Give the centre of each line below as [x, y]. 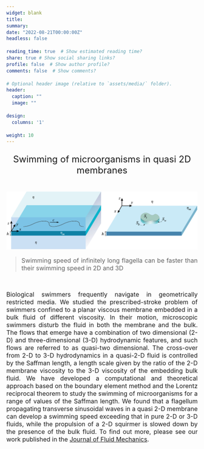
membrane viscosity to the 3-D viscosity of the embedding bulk [102, 371]
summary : [17, 26]
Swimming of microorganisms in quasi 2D [102, 159]
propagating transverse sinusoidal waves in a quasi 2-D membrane [102, 409]
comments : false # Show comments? [51, 71]
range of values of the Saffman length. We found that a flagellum [102, 401]
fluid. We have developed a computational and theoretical [102, 378]
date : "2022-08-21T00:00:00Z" [45, 32]
